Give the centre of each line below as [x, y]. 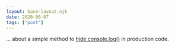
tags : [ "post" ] [25, 22]
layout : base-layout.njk [37, 11]
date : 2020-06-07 [28, 17]
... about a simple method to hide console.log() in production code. [87, 39]
